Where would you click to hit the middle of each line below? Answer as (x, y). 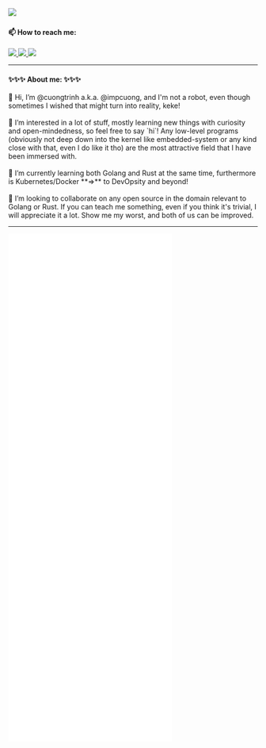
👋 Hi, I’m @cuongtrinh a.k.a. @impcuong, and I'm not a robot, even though (129, 98)
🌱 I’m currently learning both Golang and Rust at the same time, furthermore (132, 173)
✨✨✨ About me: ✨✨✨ (45, 79)
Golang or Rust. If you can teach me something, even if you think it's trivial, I (133, 207)
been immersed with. (43, 156)
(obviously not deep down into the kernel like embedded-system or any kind (133, 140)
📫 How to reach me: (42, 32)
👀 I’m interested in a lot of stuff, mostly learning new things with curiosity (127, 123)
